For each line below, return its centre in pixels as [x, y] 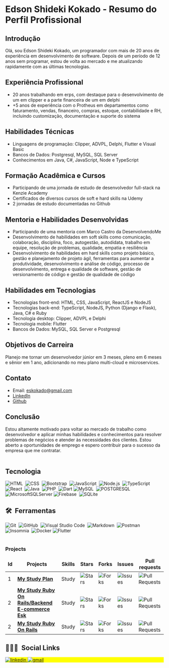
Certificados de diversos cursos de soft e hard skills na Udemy [78, 198]
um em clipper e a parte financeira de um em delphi [66, 100]
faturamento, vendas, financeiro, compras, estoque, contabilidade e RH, [87, 110]
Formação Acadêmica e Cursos [55, 176]
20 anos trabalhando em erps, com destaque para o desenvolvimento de [88, 95]
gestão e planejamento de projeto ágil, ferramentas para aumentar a [83, 259]
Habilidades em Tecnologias [51, 290]
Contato [18, 378]
